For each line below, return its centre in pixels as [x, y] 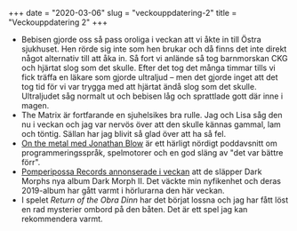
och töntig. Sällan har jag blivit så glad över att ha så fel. [124, 134]
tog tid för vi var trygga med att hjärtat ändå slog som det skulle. [139, 87]
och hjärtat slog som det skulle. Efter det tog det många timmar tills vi [148, 68]
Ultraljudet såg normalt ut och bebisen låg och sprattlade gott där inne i [152, 96]
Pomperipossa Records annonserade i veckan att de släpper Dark [141, 171]
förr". [31, 162]
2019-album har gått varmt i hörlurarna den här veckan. [123, 191]
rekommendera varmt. [62, 219]
